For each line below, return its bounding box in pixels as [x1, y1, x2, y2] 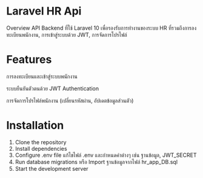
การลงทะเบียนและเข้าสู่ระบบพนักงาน [6, 73, 78, 80]
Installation [6, 119, 64, 133]
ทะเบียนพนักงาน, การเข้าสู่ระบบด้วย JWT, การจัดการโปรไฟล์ [6, 31, 127, 38]
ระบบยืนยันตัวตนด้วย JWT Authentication [6, 85, 99, 92]
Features [6, 53, 52, 67]
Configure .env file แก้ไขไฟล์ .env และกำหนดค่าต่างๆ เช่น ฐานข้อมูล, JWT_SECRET [15, 151, 197, 159]
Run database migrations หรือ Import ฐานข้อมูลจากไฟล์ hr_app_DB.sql [15, 158, 178, 165]
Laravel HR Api [6, 4, 82, 18]
